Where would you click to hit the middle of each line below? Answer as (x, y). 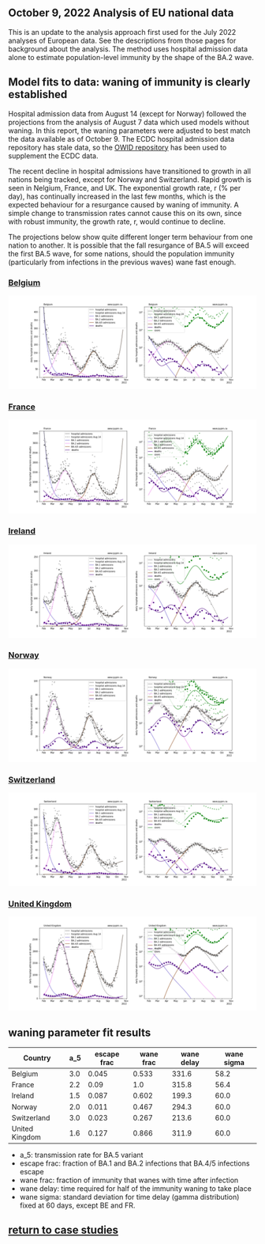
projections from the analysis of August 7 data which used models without (129, 122)
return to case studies (63, 1230)
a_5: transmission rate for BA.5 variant (81, 1155)
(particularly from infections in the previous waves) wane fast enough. (122, 262)
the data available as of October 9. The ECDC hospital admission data (121, 138)
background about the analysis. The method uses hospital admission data (128, 49)
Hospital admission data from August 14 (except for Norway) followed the (127, 113)
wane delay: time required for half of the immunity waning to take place (136, 1188)
